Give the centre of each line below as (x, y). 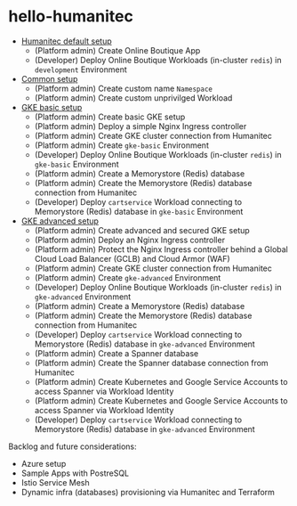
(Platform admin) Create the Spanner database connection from (151, 363)
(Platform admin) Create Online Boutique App (117, 50)
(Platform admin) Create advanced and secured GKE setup (142, 230)
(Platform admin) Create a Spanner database (116, 353)
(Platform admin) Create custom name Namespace (123, 88)
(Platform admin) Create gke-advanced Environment (128, 277)
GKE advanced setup (60, 221)
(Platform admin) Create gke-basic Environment (122, 145)
